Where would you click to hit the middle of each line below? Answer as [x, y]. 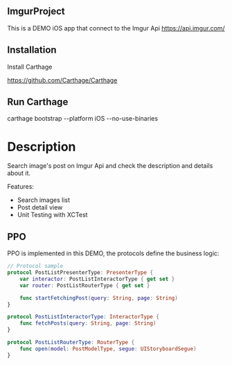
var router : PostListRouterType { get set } [85, 285]
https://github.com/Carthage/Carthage [62, 80]
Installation [32, 50]
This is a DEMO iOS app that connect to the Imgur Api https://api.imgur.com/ [116, 28]
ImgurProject [36, 11]
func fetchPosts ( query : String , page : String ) [88, 323]
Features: [21, 187]
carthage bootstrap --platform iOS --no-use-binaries [82, 119]
